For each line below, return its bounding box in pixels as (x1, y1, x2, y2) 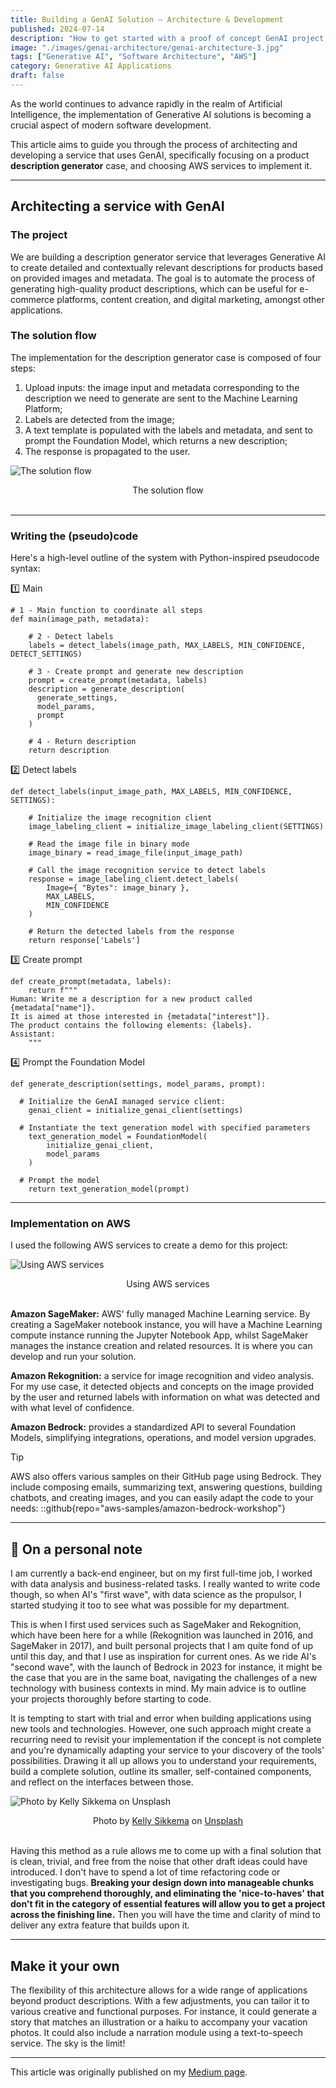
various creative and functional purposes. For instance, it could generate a (10, 2006, 318, 2018)
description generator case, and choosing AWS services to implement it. (10, 159, 313, 171)
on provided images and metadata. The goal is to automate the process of (10, 272, 316, 284)
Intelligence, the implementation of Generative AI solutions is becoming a (10, 108, 312, 120)
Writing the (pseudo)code (10, 529, 139, 543)
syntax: (10, 562, 41, 575)
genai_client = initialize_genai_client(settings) (28, 1106, 244, 1116)
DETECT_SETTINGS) (10, 649, 83, 660)
